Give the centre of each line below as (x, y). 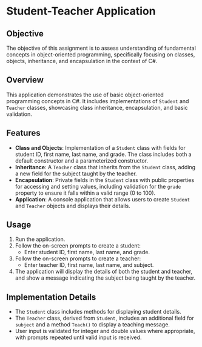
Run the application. (40, 239)
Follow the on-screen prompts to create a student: (78, 246)
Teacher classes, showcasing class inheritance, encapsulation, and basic (97, 107)
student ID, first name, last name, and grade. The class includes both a (103, 154)
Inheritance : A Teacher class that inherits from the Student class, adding (105, 167)
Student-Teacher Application (81, 11)
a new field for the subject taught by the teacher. (76, 173)
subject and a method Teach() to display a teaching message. (92, 325)
